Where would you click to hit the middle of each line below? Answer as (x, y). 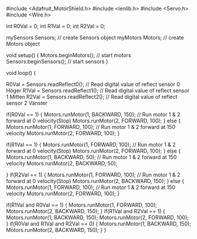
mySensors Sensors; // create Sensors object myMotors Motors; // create (95, 37)
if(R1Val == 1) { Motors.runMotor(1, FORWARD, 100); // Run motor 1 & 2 (91, 145)
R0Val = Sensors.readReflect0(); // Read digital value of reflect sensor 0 (93, 84)
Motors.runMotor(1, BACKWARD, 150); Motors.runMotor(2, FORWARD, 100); (98, 218)
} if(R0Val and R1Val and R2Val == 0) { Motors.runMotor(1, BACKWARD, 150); (99, 224)
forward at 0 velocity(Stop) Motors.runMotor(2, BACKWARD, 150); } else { (95, 181)
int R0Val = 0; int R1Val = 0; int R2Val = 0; (56, 26)
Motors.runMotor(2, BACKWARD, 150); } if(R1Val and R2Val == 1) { (86, 211)
